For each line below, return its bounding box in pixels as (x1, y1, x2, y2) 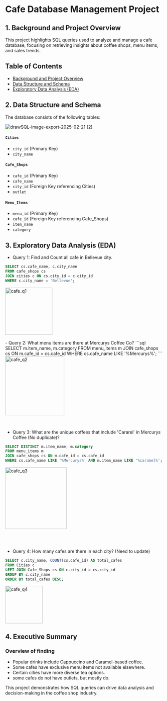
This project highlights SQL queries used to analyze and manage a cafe (5, 37, 153, 43)
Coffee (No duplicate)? (12, 434, 60, 441)
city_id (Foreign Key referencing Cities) (12, 184, 96, 190)
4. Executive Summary (5, 632, 78, 641)
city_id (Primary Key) (12, 145, 58, 151)
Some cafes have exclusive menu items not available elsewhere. (12, 664, 145, 670)
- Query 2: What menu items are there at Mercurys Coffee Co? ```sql (5, 339, 146, 345)
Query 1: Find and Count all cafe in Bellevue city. (12, 254, 113, 260)
